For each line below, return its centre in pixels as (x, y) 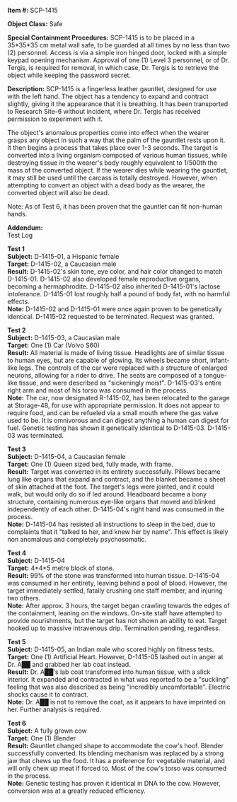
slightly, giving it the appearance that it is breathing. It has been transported (118, 104)
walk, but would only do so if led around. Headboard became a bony (107, 494)
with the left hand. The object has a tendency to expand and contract (108, 96)
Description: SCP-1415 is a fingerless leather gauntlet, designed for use (112, 89)
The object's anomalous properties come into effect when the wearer (109, 133)
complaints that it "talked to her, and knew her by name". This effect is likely (118, 532)
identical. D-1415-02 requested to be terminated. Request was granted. (111, 316)
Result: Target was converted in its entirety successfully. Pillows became (114, 472)
